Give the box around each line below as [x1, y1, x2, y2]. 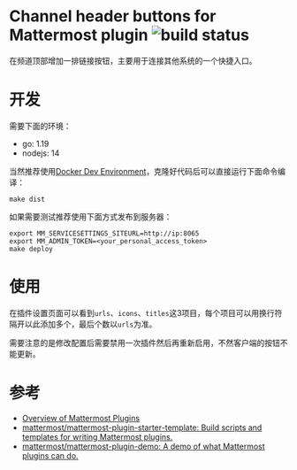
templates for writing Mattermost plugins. [21, 431, 173, 442]
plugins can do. [21, 450, 79, 461]
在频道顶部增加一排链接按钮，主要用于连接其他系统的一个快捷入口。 [9, 55, 257, 65]
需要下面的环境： [9, 120, 72, 131]
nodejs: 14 [21, 148, 60, 158]
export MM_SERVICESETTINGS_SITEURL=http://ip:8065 [9, 228, 200, 238]
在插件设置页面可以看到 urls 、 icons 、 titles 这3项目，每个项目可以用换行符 [9, 307, 283, 318]
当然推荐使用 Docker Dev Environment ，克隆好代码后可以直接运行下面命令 [9, 166, 278, 176]
